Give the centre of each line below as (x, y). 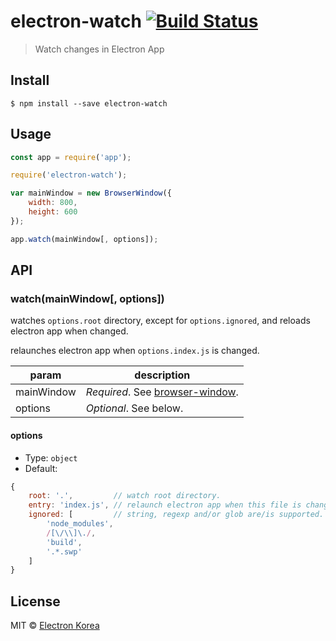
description (162, 375)
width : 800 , (53, 203)
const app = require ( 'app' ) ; (71, 157)
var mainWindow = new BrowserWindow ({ (91, 193)
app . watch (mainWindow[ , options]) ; (84, 239)
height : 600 (53, 212)
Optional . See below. (134, 408)
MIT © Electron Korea (55, 626)
